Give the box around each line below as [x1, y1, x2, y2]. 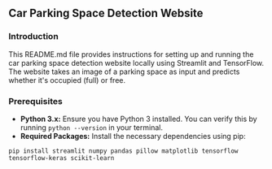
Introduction [8, 31, 59, 42]
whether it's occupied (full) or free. [8, 75, 126, 84]
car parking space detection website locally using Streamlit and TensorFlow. [8, 58, 265, 67]
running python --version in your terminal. [20, 122, 163, 132]
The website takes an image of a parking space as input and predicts [8, 67, 240, 76]
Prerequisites [8, 95, 63, 106]
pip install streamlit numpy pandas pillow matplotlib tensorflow [8, 146, 239, 155]
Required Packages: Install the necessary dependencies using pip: [20, 131, 246, 141]
